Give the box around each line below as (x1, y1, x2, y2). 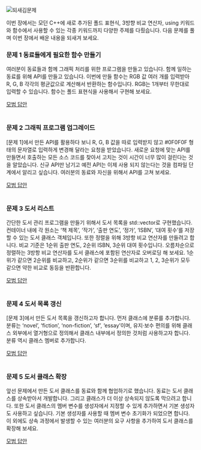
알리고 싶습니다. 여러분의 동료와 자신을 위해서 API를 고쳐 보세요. (22, 168, 172, 175)
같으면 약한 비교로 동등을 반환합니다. (6, 264, 91, 271)
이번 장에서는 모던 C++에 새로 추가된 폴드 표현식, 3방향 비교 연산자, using (6, 19, 179, 26)
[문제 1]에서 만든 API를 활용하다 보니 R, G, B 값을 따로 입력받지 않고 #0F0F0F (6, 138, 188, 145)
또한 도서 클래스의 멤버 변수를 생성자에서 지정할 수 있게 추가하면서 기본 (14, 403, 179, 410)
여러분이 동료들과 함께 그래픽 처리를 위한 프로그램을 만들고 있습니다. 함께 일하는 (6, 65, 192, 73)
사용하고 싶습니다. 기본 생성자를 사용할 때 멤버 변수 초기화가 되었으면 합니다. (12, 410, 190, 417)
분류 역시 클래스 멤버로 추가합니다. (6, 337, 86, 344)
